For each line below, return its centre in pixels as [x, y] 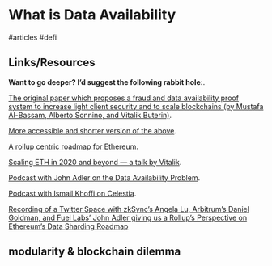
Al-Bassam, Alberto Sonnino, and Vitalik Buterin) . [90, 115]
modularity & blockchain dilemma [95, 252]
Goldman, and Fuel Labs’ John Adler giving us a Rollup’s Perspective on [128, 217]
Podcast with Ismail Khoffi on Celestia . [72, 193]
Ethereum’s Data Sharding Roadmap [68, 226]
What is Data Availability [92, 15]
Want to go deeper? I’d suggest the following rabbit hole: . [107, 82]
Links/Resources [52, 63]
